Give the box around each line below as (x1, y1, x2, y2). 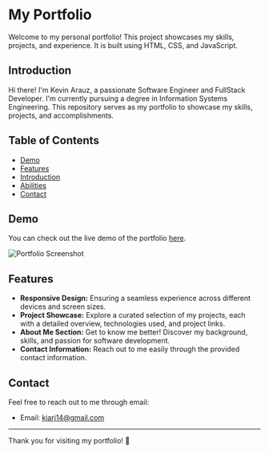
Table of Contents (8, 134, 100, 147)
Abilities (19, 180, 46, 190)
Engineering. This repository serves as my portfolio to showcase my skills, (8, 102, 253, 111)
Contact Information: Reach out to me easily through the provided (19, 344, 240, 354)
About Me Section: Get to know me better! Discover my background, (19, 327, 248, 337)
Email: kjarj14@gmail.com (19, 413, 105, 422)
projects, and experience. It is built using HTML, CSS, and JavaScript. (8, 40, 239, 50)
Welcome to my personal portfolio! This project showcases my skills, (8, 32, 235, 42)
